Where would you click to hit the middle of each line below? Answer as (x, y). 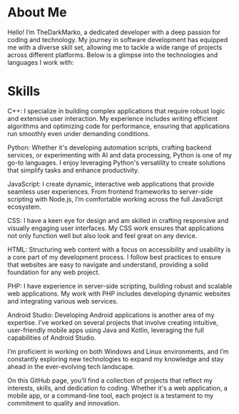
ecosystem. (25, 207)
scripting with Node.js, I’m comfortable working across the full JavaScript (115, 199)
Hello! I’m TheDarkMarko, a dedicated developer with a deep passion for (114, 32)
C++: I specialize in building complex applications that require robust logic (116, 110)
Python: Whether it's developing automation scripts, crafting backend (110, 148)
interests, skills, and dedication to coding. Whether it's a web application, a (118, 388)
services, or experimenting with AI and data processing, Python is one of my (119, 155)
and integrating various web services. (63, 301)
